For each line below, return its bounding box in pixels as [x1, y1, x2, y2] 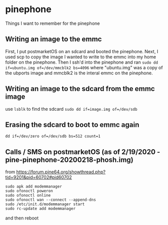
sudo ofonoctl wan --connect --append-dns [5, 197, 96, 203]
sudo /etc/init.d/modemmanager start [5, 202, 85, 207]
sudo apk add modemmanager [5, 184, 62, 189]
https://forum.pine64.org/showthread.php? [16, 169, 106, 175]
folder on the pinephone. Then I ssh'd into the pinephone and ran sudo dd [5, 59, 158, 65]
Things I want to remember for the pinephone [5, 20, 100, 26]
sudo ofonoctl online [5, 193, 51, 198]
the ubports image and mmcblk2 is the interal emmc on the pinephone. [5, 70, 153, 76]
